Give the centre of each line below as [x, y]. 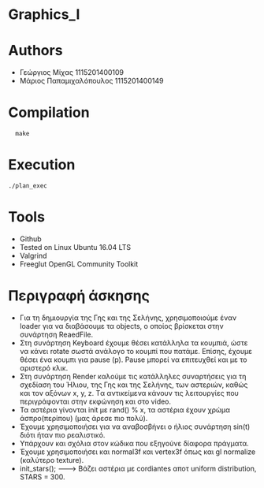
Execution [42, 165]
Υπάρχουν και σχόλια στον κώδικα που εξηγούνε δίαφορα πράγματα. [134, 443]
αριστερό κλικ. [44, 367]
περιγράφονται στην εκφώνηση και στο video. [95, 401]
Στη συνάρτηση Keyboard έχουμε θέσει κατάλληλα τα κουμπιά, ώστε [134, 343]
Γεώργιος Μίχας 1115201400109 [72, 73]
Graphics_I [44, 15]
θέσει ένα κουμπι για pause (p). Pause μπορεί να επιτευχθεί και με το [133, 359]
